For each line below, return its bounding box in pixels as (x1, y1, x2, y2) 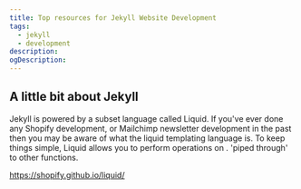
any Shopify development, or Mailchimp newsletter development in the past (9, 123, 292, 134)
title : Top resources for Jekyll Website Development (9, 13, 218, 23)
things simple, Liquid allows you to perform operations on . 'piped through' (9, 142, 288, 153)
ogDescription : (9, 55, 67, 65)
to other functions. (9, 152, 79, 163)
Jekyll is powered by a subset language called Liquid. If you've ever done (9, 113, 284, 124)
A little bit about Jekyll (9, 89, 139, 104)
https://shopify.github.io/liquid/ (9, 169, 125, 180)
